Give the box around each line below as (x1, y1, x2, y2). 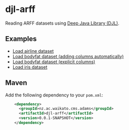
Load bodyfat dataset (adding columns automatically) (12, 53, 124, 59)
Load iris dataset (12, 64, 48, 70)
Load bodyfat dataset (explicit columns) (12, 59, 96, 65)
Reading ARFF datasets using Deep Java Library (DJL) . (5, 20, 119, 26)
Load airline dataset (12, 48, 54, 54)
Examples (5, 35, 37, 43)
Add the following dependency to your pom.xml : (5, 92, 103, 98)
